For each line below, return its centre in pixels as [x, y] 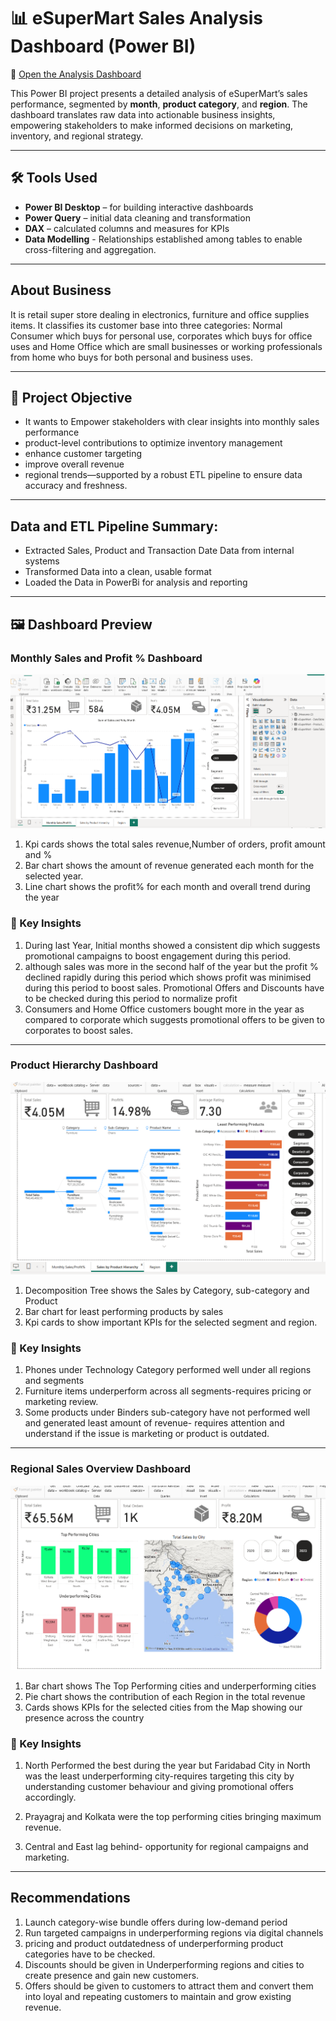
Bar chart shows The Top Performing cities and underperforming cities [170, 1686]
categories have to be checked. [90, 1954]
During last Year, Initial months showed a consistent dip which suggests [172, 945]
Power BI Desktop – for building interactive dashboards [139, 207]
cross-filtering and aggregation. [90, 249]
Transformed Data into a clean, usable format [118, 572]
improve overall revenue [74, 464]
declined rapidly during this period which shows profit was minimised [168, 977]
